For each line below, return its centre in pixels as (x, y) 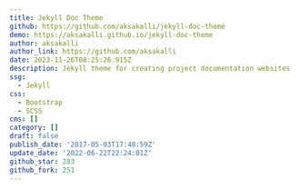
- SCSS (30, 111)
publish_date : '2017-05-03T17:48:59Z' (83, 144)
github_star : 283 (42, 161)
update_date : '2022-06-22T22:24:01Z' (81, 153)
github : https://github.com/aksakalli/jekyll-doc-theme (117, 26)
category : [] (34, 128)
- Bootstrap (40, 102)
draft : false (34, 136)
